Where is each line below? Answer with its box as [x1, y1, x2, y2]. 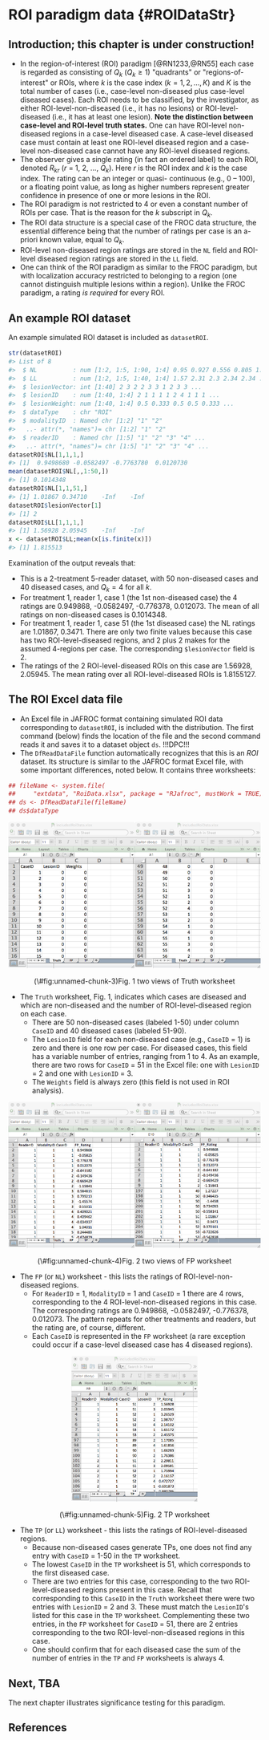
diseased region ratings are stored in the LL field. [37, 254, 199, 264]
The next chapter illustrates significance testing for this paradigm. [8, 1698, 226, 1708]
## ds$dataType [8, 807, 59, 815]
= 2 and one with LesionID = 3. [31, 1069, 134, 1078]
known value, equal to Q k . [39, 235, 125, 246]
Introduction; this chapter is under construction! [8, 38, 255, 51]
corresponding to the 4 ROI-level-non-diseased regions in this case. [31, 1297, 258, 1307]
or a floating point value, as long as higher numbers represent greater [19, 182, 250, 192]
